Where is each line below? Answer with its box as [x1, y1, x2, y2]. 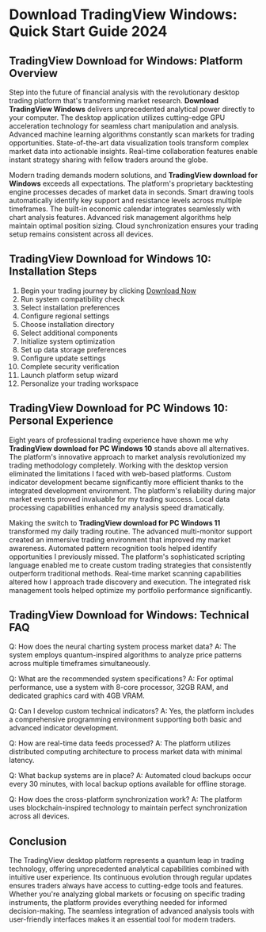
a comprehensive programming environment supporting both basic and [9, 714, 242, 724]
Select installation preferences [20, 302, 120, 312]
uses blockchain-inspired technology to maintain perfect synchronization [9, 803, 248, 813]
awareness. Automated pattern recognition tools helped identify [9, 543, 217, 553]
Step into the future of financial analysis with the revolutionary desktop [9, 87, 240, 97]
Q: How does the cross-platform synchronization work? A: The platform [9, 795, 242, 804]
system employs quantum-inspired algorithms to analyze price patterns [9, 650, 242, 660]
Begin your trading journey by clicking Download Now [20, 286, 196, 295]
